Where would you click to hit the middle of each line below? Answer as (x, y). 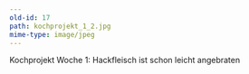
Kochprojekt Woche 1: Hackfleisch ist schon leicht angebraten (125, 60)
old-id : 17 (30, 18)
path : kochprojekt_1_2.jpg (60, 26)
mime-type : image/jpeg (52, 34)
